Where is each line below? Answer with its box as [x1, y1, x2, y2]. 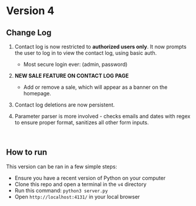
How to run [6, 147, 48, 157]
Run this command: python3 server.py [14, 187, 108, 194]
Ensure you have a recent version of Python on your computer [14, 174, 166, 181]
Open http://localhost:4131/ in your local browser [14, 193, 140, 200]
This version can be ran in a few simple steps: [6, 163, 118, 170]
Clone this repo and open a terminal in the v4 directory [14, 181, 147, 188]
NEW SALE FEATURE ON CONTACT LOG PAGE [14, 72, 129, 79]
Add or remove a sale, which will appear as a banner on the [23, 84, 168, 91]
